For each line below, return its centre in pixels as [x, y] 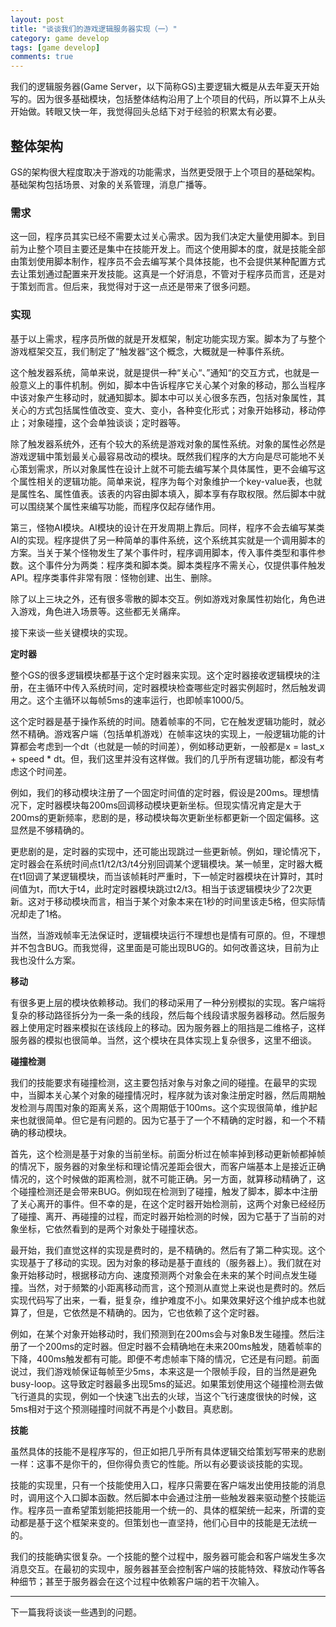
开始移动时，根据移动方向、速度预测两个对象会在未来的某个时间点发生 [163, 1275]
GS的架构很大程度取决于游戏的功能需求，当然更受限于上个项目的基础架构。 [165, 172]
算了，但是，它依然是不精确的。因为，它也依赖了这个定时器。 [137, 1312]
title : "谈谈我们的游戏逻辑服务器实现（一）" [94, 29]
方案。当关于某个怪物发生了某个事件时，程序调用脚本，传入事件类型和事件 [163, 552]
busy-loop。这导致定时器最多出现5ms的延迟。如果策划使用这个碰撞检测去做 [167, 1383]
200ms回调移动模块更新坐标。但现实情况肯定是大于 [195, 805]
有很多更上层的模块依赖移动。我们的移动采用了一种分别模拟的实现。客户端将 [168, 1002]
